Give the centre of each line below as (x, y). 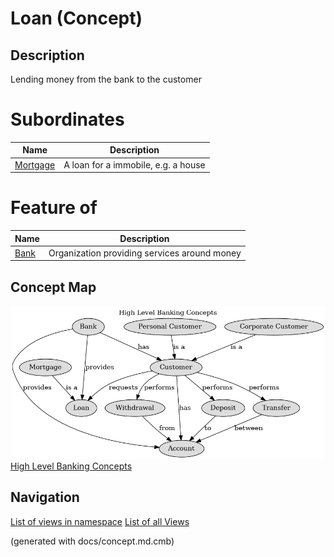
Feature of (54, 208)
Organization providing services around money (145, 253)
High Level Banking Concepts (71, 466)
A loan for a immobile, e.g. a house (134, 164)
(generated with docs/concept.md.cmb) (92, 541)
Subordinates (67, 119)
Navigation (45, 497)
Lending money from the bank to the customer (106, 79)
